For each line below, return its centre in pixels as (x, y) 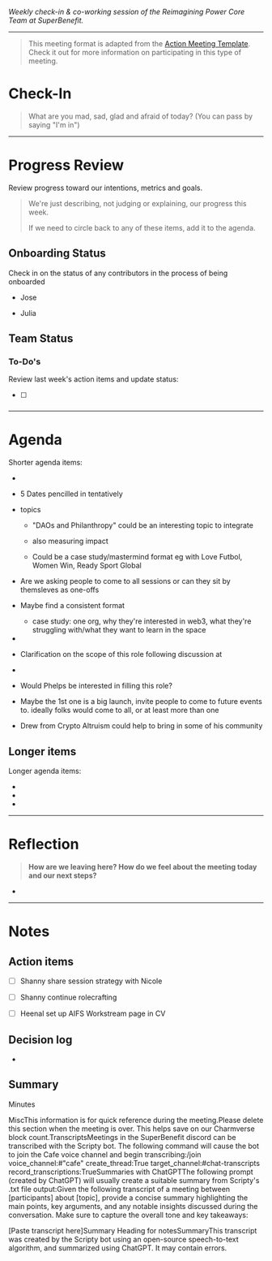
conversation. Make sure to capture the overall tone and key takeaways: (128, 1215)
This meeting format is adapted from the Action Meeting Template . (139, 43)
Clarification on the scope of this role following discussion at (121, 654)
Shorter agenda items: (45, 463)
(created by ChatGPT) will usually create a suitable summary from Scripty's (134, 1180)
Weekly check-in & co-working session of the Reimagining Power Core (127, 12)
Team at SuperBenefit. (46, 20)
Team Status (41, 339)
